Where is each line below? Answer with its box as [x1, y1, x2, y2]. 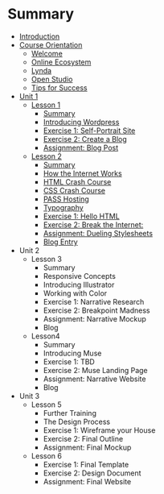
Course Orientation [18, 39, 83, 49]
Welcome [31, 48, 64, 58]
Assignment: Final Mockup [43, 442, 132, 452]
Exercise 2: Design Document [43, 468, 141, 478]
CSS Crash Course [43, 185, 106, 195]
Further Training [43, 408, 97, 417]
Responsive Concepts [43, 271, 116, 280]
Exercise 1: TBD [43, 356, 96, 367]
